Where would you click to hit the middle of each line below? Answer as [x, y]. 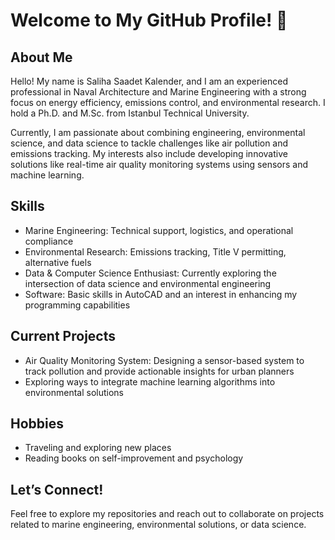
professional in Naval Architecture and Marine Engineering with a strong [158, 92]
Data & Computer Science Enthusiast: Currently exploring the [150, 273]
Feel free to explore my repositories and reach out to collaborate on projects [167, 514]
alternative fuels [58, 262]
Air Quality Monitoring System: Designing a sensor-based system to [164, 360]
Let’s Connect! [57, 489]
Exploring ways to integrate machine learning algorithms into [150, 381]
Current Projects [63, 336]
